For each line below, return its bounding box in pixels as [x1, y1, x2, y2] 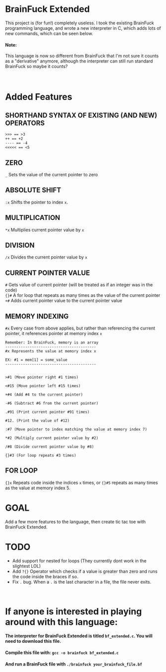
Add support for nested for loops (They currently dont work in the [12, 557, 147, 564]
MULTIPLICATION [5, 213, 60, 222]
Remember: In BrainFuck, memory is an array [5, 340, 99, 345]
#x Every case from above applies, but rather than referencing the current [5, 325, 155, 331]
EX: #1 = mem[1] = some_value [5, 357, 68, 363]
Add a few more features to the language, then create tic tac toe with [5, 519, 146, 525]
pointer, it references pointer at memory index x [5, 331, 103, 336]
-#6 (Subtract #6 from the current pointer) [5, 401, 99, 406]
